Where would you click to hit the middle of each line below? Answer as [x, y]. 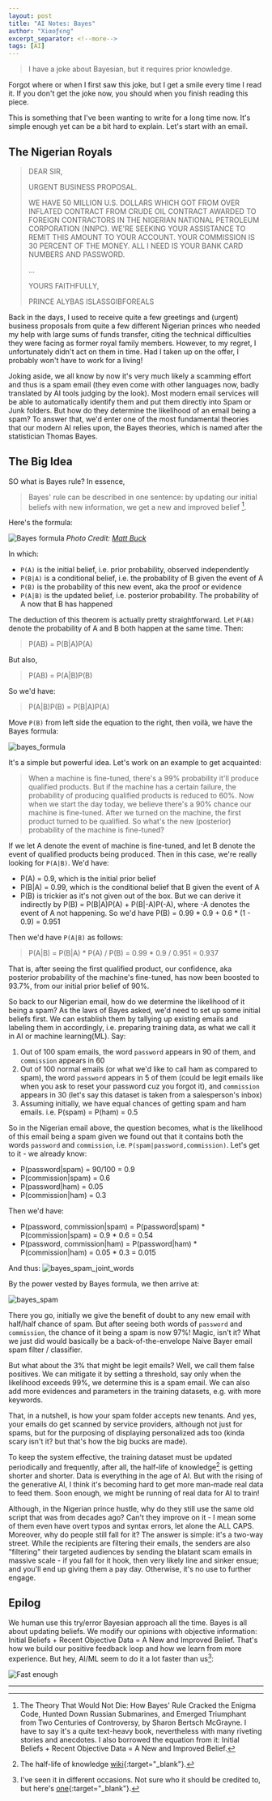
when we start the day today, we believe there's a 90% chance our [140, 804]
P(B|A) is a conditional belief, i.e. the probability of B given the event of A [142, 578]
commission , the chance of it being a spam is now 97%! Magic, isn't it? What [134, 1333]
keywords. [25, 1400]
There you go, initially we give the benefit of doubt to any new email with [130, 1315]
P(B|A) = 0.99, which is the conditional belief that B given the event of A [140, 888]
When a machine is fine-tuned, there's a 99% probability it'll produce [143, 778]
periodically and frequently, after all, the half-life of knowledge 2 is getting [131, 1466]
